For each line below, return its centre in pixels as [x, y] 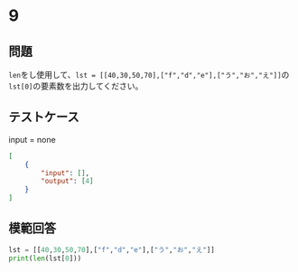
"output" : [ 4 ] [67, 182]
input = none [32, 139]
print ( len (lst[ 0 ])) [45, 258]
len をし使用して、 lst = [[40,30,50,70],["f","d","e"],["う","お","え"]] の [149, 75]
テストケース [44, 117]
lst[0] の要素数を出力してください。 [76, 86]
